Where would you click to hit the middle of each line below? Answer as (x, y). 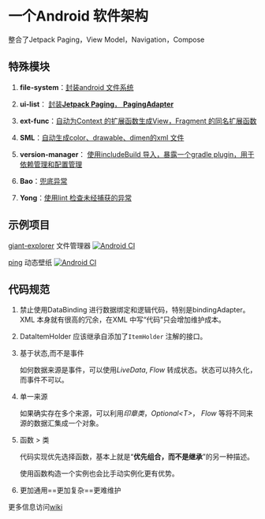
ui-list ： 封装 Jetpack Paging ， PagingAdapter (97, 104)
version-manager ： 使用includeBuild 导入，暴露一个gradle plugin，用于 (137, 154)
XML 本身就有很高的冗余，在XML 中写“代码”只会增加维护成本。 (123, 319)
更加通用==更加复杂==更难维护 (70, 491)
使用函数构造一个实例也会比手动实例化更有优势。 (99, 473)
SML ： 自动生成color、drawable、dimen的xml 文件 (102, 137)
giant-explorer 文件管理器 (50, 245)
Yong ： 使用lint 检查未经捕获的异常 (76, 197)
